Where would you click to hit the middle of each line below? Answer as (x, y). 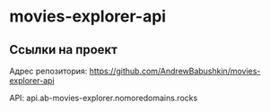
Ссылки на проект (64, 50)
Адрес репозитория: (48, 71)
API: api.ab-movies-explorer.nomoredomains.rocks (104, 98)
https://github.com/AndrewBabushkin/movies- (175, 71)
